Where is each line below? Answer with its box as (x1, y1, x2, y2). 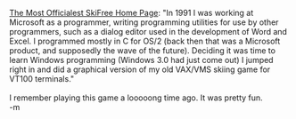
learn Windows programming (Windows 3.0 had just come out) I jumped (9, 55, 274, 65)
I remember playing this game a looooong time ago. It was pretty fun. (9, 92, 263, 103)
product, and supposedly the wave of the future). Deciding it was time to (9, 45, 276, 56)
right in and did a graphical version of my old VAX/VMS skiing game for (9, 64, 271, 75)
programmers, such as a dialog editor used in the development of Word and (9, 27, 288, 36)
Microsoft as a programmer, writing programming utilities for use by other (9, 17, 279, 28)
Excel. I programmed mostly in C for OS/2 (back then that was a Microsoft (9, 36, 281, 46)
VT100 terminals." (9, 74, 75, 83)
